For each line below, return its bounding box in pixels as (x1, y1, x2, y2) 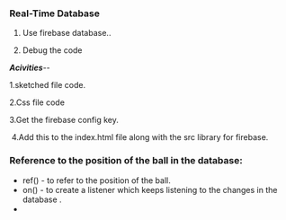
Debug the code (22, 45, 83, 56)
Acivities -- (9, 62, 51, 74)
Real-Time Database (9, 7, 101, 20)
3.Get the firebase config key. (9, 115, 119, 126)
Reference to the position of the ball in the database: (9, 154, 243, 167)
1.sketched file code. (9, 80, 86, 91)
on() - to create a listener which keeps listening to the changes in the (22, 184, 278, 195)
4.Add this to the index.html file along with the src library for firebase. (11, 132, 269, 143)
